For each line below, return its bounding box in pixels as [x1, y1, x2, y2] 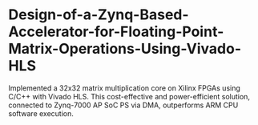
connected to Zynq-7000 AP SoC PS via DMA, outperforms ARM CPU [8, 100, 239, 110]
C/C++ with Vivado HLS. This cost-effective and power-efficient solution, [8, 91, 251, 101]
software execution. [8, 108, 75, 118]
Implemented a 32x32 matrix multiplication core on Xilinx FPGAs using [8, 83, 240, 93]
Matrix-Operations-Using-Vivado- [8, 40, 242, 58]
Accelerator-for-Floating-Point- [8, 22, 224, 41]
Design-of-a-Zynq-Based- [8, 6, 190, 24]
